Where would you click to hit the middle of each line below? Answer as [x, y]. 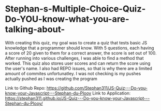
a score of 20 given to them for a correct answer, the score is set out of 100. [81, 53]
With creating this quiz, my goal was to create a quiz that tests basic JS [76, 42]
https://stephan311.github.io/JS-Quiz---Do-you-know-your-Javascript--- [77, 98]
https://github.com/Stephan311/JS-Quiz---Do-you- [97, 88]
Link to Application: [111, 93]
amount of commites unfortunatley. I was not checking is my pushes [73, 73]
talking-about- [35, 29]
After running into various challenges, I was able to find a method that [74, 58]
